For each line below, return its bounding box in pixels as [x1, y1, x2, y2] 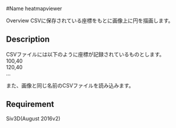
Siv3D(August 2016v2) [6, 114, 61, 122]
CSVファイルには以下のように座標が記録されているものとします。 [6, 50, 165, 58]
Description [6, 35, 50, 45]
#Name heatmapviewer [6, 5, 63, 12]
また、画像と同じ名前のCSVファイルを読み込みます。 [6, 82, 134, 89]
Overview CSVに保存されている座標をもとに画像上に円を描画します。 [6, 17, 174, 24]
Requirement [6, 99, 54, 109]
